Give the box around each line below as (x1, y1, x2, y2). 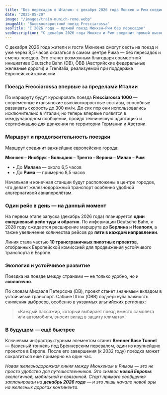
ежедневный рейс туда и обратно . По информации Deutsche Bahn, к (5, 218, 153, 224)
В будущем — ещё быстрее (5, 326, 75, 333)
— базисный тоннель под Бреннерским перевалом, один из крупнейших (5, 343, 161, 349)
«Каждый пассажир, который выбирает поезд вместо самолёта (17, 309, 154, 315)
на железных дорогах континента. (5, 385, 79, 391)
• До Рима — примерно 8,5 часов (12, 169, 85, 175)
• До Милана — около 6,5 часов (12, 164, 82, 170)
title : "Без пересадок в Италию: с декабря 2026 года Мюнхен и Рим (5, 7, 148, 12)
